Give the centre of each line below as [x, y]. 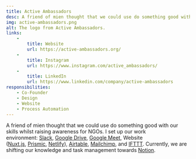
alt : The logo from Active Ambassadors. [56, 28]
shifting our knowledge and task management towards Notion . [81, 150]
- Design [27, 98]
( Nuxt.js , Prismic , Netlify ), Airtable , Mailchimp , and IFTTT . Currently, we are [97, 144]
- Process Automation [43, 109]
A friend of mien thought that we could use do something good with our [92, 125]
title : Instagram [48, 60]
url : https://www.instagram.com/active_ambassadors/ [92, 66]
